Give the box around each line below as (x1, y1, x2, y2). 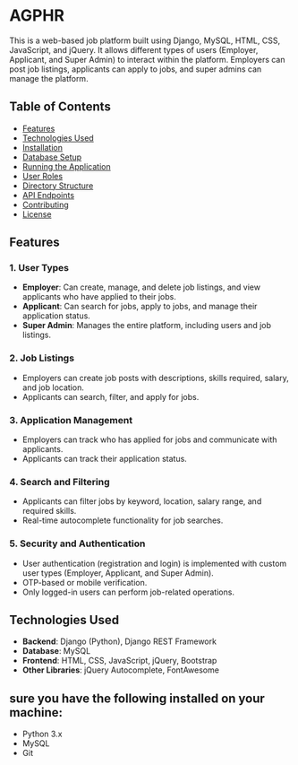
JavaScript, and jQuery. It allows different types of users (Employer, (9, 44, 259, 55)
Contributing (21, 199, 69, 210)
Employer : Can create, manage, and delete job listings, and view (21, 282, 261, 292)
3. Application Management (9, 413, 132, 426)
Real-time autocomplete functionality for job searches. (21, 515, 224, 526)
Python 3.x (21, 728, 63, 740)
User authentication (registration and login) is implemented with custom (21, 558, 287, 569)
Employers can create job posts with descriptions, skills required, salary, (21, 372, 289, 383)
